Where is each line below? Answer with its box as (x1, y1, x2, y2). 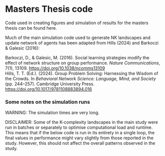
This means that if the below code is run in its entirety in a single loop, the (5, 130, 155, 136)
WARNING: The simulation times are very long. (5, 110, 99, 116)
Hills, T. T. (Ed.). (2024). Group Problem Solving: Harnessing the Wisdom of (5, 70, 159, 76)
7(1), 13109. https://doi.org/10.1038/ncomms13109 (5, 65, 105, 71)
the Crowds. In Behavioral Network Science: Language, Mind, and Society (5, 76, 156, 81)
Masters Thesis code (5, 3, 93, 15)
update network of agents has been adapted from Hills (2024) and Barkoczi (5, 39, 159, 45)
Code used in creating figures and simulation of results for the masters (5, 20, 149, 26)
